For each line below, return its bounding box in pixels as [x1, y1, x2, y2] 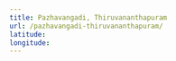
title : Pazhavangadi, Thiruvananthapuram [9, 13, 168, 22]
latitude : [9, 30, 47, 39]
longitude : [9, 38, 51, 48]
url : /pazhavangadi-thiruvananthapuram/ [9, 22, 164, 30]
